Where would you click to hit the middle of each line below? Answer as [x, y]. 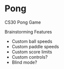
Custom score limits [32, 52]
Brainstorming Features [28, 32]
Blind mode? [24, 62]
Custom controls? [30, 57]
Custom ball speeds [32, 41]
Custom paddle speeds [35, 46]
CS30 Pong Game [23, 22]
